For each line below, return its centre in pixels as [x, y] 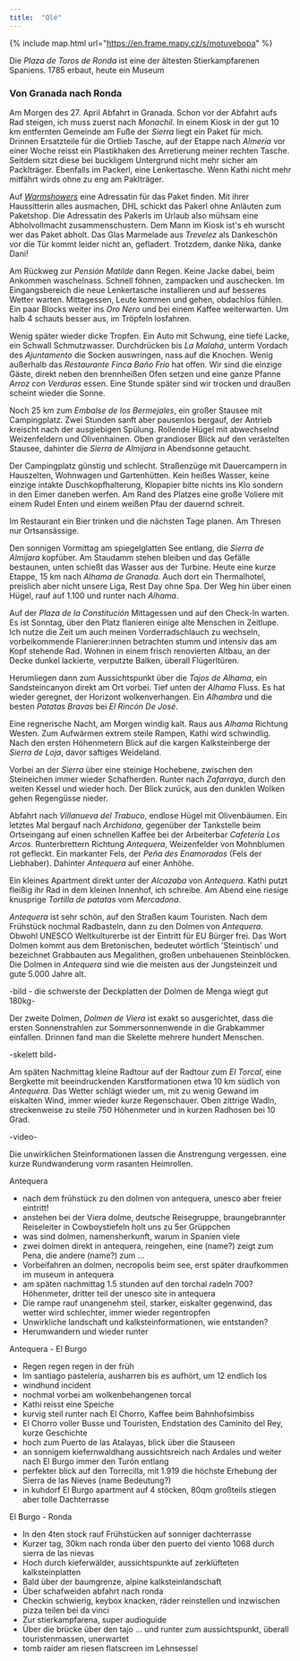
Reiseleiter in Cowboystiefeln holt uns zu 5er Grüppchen [126, 1227]
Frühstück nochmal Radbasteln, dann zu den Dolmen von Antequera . [137, 926]
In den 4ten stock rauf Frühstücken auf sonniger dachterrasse [137, 1534]
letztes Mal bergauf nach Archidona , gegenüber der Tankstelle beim [135, 825]
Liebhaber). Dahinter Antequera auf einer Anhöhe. [102, 863]
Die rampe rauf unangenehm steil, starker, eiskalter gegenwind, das [147, 1303]
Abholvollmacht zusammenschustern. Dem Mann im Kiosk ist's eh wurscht [147, 225]
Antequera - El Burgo [48, 1348]
